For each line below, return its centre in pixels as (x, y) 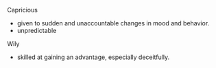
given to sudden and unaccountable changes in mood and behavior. (113, 23)
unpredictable (37, 31)
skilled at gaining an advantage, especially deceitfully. (93, 57)
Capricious (22, 10)
